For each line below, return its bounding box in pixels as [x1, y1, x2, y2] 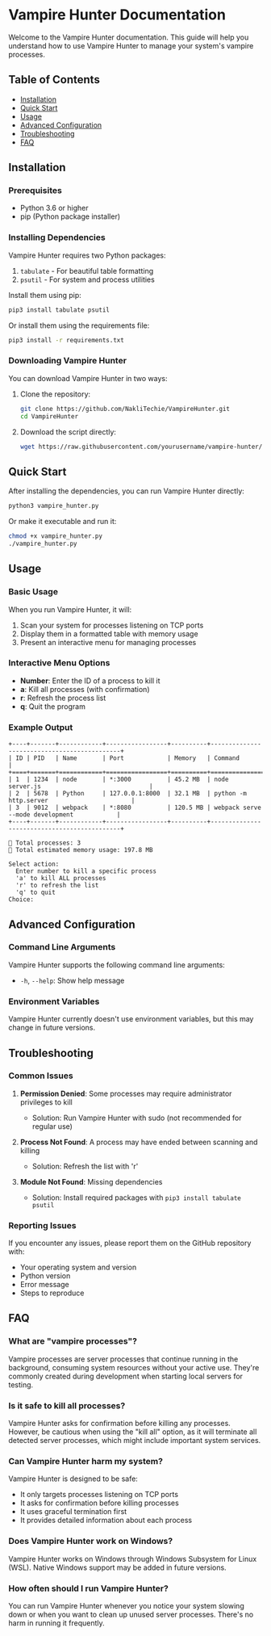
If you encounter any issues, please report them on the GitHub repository [8, 1238, 252, 1248]
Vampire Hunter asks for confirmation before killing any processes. [8, 1419, 231, 1428]
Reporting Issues [8, 1219, 77, 1231]
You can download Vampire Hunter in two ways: [8, 373, 168, 383]
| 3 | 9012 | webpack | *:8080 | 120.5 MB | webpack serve [8, 803, 262, 812]
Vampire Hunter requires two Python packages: [8, 250, 166, 260]
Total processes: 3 [15, 839, 81, 847]
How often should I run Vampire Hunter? [8, 1583, 169, 1594]
